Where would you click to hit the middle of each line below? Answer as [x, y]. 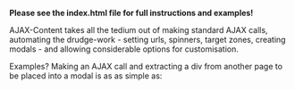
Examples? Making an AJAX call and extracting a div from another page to [146, 66]
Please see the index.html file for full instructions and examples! [131, 13]
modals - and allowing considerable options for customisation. [124, 49]
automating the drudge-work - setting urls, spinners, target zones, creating [147, 40]
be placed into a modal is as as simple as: [86, 76]
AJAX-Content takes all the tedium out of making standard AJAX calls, [139, 30]
